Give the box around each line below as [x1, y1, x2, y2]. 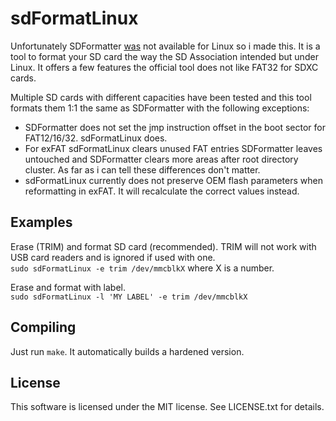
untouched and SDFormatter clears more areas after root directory [24, 153, 299, 165]
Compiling [10, 319, 77, 336]
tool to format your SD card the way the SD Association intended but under [10, 50, 319, 62]
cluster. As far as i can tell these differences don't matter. [24, 163, 261, 176]
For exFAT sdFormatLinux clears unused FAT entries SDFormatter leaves [24, 142, 323, 154]
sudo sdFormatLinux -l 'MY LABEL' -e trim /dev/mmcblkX [10, 292, 248, 302]
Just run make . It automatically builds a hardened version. [10, 345, 245, 357]
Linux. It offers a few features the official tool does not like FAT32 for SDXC [10, 61, 319, 73]
